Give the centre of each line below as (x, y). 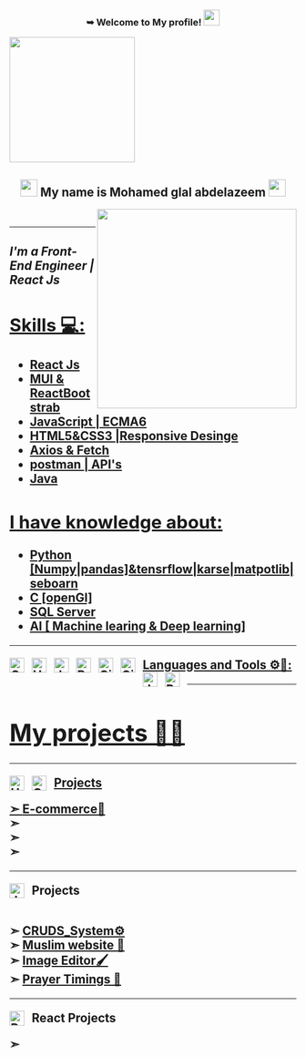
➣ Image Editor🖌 (59, 960)
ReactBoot (60, 393)
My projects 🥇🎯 (97, 732)
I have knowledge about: (116, 522)
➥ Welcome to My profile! (144, 22)
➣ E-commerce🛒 (57, 809)
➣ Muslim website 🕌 (67, 944)
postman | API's (76, 464)
